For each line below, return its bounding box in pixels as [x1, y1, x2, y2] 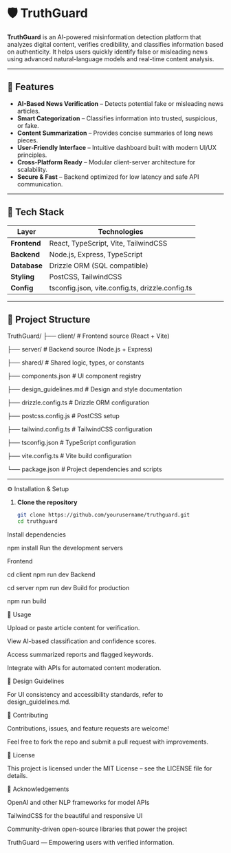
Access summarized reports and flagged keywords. [7, 651, 153, 659]
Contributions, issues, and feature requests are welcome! [7, 724, 170, 733]
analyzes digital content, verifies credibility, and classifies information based [7, 40, 223, 48]
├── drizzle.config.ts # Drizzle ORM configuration [7, 398, 150, 407]
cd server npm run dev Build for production [7, 584, 130, 592]
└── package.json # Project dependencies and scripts [7, 465, 163, 473]
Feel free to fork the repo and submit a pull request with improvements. [7, 737, 208, 746]
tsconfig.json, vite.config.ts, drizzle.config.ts [49, 283, 192, 292]
